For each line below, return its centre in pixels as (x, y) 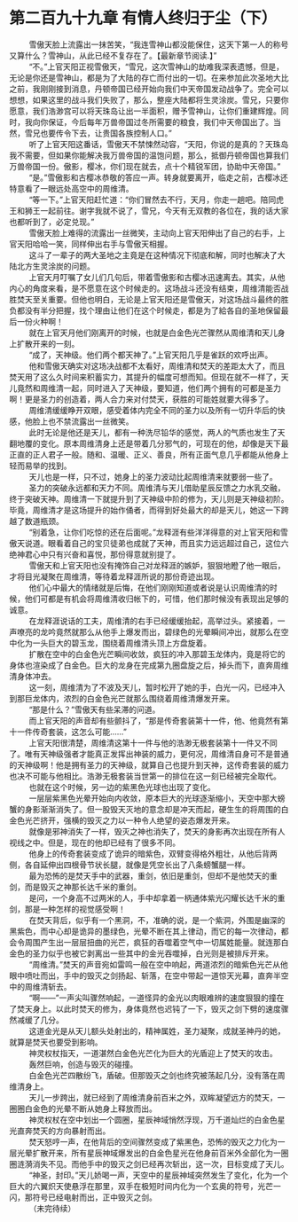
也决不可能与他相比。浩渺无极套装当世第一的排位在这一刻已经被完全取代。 (145, 776)
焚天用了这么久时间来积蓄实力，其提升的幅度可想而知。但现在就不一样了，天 (149, 377)
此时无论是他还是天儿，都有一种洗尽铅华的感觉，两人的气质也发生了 (153, 432)
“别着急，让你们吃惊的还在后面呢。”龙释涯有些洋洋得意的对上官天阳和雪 (158, 532)
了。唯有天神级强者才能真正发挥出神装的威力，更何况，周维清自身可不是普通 (149, 754)
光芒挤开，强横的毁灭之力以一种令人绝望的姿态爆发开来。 (129, 820)
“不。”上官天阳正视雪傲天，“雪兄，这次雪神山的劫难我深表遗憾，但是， (156, 67)
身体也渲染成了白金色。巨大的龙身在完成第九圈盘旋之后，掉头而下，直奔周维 (149, 665)
